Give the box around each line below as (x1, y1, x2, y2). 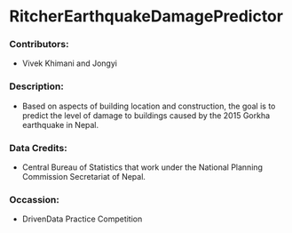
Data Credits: (9, 141, 68, 154)
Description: (9, 80, 64, 92)
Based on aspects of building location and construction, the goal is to (21, 100, 276, 111)
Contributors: (9, 38, 69, 51)
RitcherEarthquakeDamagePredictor (9, 6, 284, 27)
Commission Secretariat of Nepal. (21, 172, 146, 182)
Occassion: (9, 194, 59, 205)
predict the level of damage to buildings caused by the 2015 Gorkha (21, 109, 271, 121)
